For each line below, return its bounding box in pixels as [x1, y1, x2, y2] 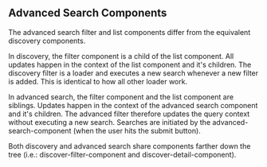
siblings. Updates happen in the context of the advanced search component [8, 100, 258, 110]
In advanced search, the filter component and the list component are [8, 91, 234, 102]
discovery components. [8, 36, 86, 45]
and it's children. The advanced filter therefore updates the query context [8, 109, 250, 118]
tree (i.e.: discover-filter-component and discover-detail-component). [8, 150, 237, 159]
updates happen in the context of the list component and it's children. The [8, 60, 252, 69]
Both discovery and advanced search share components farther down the [8, 141, 251, 150]
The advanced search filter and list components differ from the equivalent [8, 27, 251, 37]
